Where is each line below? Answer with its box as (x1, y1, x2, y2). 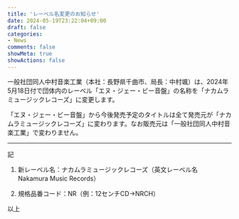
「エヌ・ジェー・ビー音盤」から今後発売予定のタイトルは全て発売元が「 (7, 110, 219, 118)
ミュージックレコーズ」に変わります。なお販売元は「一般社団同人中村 (19, 119, 224, 128)
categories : (7, 30, 43, 38)
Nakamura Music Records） (17, 174, 100, 183)
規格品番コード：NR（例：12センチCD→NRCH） (17, 189, 160, 198)
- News (7, 37, 27, 44)
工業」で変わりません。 (13, 128, 83, 136)
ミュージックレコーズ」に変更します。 (7, 95, 119, 103)
